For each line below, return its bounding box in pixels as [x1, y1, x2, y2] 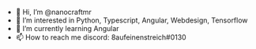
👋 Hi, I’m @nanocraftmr [15, 8, 92, 16]
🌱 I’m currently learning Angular [15, 24, 120, 33]
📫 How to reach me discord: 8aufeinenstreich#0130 [15, 33, 187, 42]
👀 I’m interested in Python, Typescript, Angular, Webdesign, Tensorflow [15, 16, 248, 25]
